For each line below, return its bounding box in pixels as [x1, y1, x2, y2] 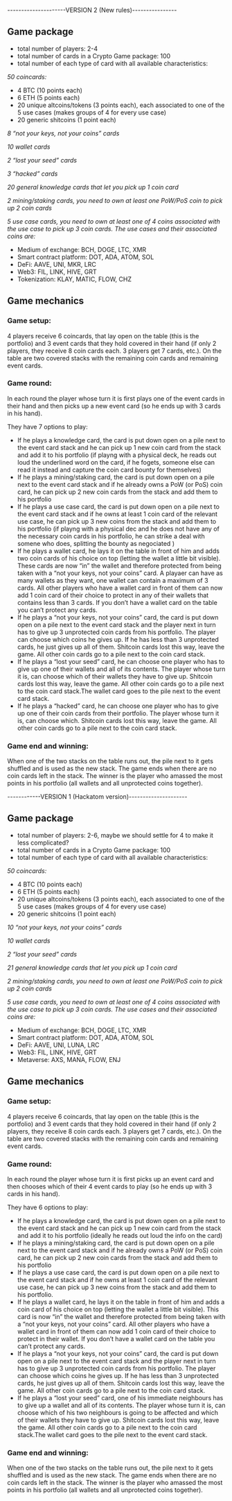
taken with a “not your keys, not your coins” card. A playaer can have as [17, 569, 223, 577]
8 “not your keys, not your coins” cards [7, 128, 120, 138]
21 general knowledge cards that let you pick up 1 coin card [7, 963, 178, 972]
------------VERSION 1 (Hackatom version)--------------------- [7, 793, 188, 801]
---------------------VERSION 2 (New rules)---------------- [7, 6, 177, 14]
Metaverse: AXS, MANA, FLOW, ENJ [17, 1055, 121, 1063]
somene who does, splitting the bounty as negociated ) [17, 539, 175, 547]
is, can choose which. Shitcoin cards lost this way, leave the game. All [17, 716, 217, 724]
